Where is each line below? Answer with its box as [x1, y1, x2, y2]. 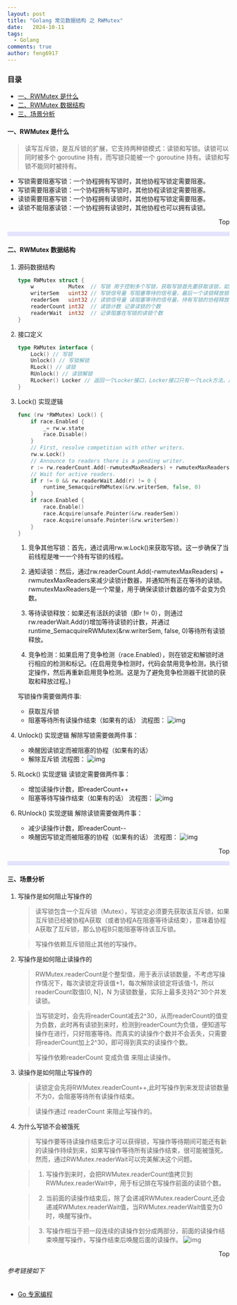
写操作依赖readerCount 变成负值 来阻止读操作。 [35, 1053, 175, 1061]
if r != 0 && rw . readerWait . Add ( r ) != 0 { [30, 477, 157, 484]
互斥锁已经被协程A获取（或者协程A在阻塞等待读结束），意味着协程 [35, 916, 226, 924]
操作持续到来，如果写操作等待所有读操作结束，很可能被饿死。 [47, 1146, 227, 1154]
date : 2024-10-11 [7, 23, 65, 30]
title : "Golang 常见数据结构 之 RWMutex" [7, 17, 123, 24]
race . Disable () [43, 431, 88, 438]
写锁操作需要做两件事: [17, 692, 82, 701]
